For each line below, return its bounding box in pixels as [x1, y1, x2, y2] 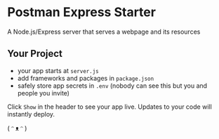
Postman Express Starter [7, 4, 157, 20]
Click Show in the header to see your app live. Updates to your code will [7, 102, 212, 111]
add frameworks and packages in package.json [17, 74, 154, 82]
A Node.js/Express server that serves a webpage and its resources [7, 27, 201, 36]
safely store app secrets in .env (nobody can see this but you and [17, 81, 208, 90]
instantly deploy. [7, 110, 55, 118]
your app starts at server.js [17, 66, 100, 74]
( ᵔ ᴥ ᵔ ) [7, 124, 27, 132]
